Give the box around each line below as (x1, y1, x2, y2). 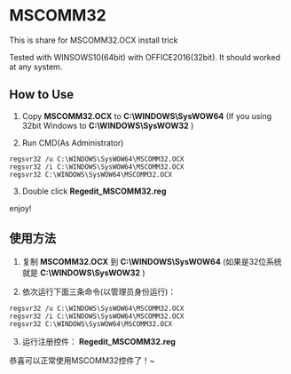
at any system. (9, 61, 63, 72)
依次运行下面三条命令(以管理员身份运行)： (21, 286, 177, 297)
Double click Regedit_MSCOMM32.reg (21, 186, 167, 196)
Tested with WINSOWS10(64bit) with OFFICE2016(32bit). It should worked (9, 52, 281, 62)
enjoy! (9, 203, 32, 213)
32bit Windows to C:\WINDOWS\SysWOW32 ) (21, 120, 194, 131)
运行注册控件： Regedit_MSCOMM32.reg (21, 336, 176, 346)
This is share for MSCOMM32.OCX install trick (9, 35, 178, 45)
